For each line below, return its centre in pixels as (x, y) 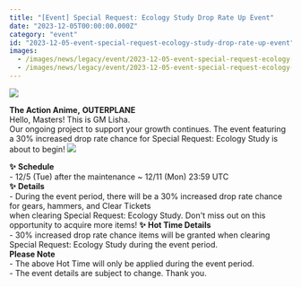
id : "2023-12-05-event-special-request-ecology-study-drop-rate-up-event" (152, 43)
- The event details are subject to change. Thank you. (108, 273)
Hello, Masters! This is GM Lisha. (70, 119)
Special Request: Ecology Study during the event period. (113, 244)
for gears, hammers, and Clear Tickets (80, 205)
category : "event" (43, 34)
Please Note (32, 254)
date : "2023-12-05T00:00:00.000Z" (74, 26)
